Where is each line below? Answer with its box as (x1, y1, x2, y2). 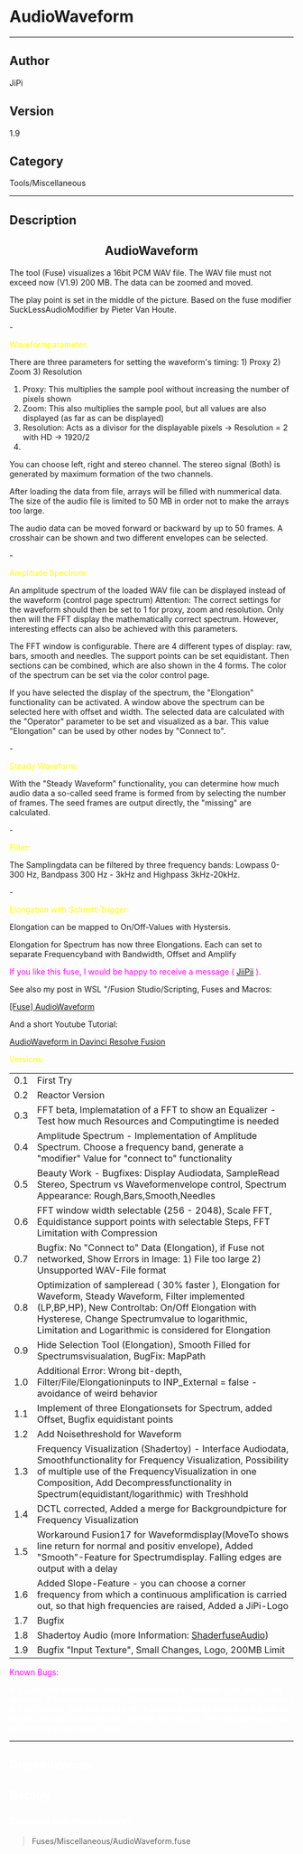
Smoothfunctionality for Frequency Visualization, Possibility (37, 1454, 289, 1466)
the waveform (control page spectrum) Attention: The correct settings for (9, 594, 281, 605)
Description (9, 212, 77, 228)
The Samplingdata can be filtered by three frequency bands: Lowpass (9, 859, 270, 870)
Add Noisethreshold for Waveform (37, 1427, 182, 1440)
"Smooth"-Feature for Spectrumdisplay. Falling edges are (37, 1550, 282, 1563)
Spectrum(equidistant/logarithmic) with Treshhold (37, 1487, 249, 1500)
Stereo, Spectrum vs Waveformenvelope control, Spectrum (37, 1178, 287, 1191)
